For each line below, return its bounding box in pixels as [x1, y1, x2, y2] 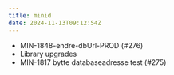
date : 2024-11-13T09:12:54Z [8, 19, 102, 27]
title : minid [8, 11, 52, 20]
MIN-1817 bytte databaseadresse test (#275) [19, 57, 167, 67]
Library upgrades [19, 49, 77, 58]
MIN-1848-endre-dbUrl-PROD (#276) [19, 40, 144, 50]
